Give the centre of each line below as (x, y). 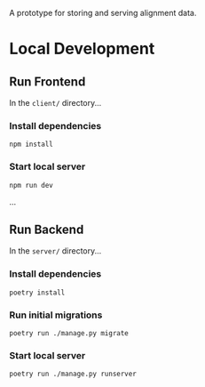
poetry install (37, 293)
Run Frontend (47, 81)
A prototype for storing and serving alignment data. (103, 13)
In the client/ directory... (55, 103)
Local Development (82, 49)
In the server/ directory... (55, 251)
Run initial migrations (56, 315)
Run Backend (47, 229)
